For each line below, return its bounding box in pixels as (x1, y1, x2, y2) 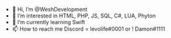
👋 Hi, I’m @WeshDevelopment (12, 6, 87, 13)
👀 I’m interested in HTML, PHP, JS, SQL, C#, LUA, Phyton (12, 12, 156, 19)
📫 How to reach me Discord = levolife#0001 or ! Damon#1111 (12, 25, 166, 33)
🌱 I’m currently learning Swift (12, 19, 85, 25)
